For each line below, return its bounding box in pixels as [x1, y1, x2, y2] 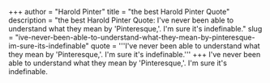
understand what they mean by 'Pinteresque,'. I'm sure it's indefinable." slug [8, 24, 263, 33]
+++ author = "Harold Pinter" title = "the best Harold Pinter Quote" [8, 7, 230, 16]
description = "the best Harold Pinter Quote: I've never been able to [8, 15, 234, 25]
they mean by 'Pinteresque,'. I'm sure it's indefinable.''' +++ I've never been [8, 50, 261, 59]
